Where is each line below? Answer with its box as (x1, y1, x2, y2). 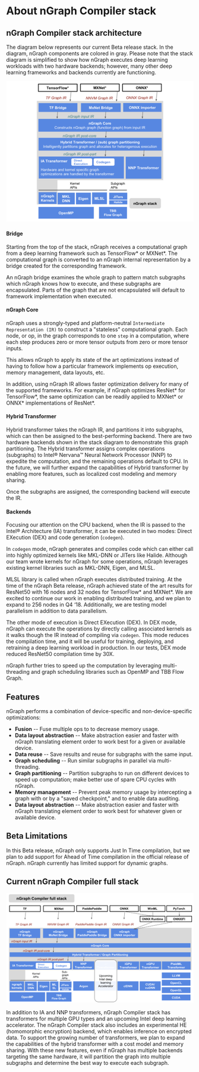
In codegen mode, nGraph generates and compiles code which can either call (6, 546, 194, 553)
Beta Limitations (6, 831, 68, 841)
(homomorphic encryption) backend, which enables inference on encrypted (6, 1028, 192, 1035)
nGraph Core (6, 306, 39, 313)
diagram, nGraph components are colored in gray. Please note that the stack (6, 50, 193, 57)
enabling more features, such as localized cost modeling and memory (6, 471, 177, 478)
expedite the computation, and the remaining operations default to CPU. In (6, 458, 188, 465)
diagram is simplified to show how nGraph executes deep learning (6, 56, 168, 63)
